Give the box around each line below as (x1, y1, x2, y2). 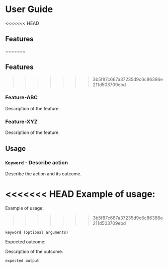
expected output (5, 258, 39, 263)
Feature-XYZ (5, 118, 38, 125)
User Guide (5, 4, 53, 15)
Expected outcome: (5, 238, 46, 245)
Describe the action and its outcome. (5, 170, 82, 177)
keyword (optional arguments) (5, 230, 69, 235)
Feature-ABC (5, 94, 38, 101)
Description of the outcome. (5, 248, 64, 254)
